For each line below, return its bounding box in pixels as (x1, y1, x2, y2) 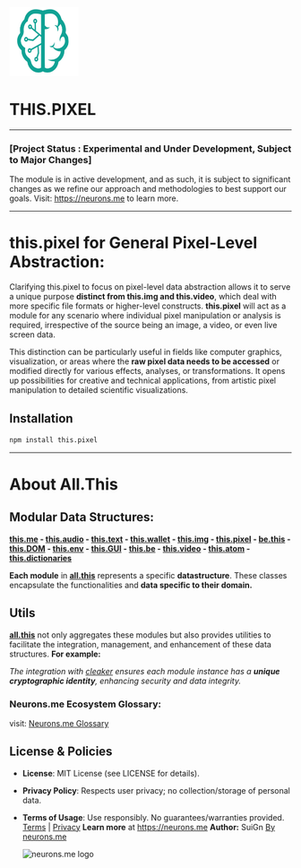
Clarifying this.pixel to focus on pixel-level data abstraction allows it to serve (9, 282, 291, 292)
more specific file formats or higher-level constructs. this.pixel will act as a (9, 300, 287, 311)
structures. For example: (9, 648, 101, 659)
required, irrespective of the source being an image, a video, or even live (9, 320, 278, 331)
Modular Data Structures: (9, 509, 154, 525)
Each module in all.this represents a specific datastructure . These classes (9, 569, 288, 580)
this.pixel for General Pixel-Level (9, 233, 258, 253)
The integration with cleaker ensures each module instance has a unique (9, 665, 280, 676)
